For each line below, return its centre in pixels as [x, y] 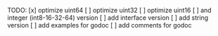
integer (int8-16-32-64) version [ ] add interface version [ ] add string [108, 18]
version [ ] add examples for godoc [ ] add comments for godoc [100, 25]
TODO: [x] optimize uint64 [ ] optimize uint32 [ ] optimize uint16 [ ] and [110, 10]
